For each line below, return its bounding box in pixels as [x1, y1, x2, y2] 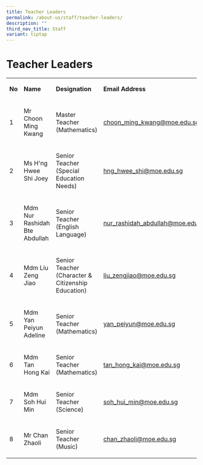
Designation [56, 85, 92, 93]
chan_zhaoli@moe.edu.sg [103, 435, 176, 443]
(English [56, 222, 80, 231]
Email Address [103, 85, 146, 93]
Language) [56, 230, 87, 239]
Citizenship [56, 279, 88, 287]
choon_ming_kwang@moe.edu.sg [103, 118, 199, 127]
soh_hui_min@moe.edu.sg [103, 398, 178, 406]
